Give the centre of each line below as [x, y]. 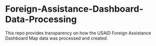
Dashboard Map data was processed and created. [57, 38]
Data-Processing [41, 19]
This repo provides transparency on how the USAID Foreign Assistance [78, 33]
